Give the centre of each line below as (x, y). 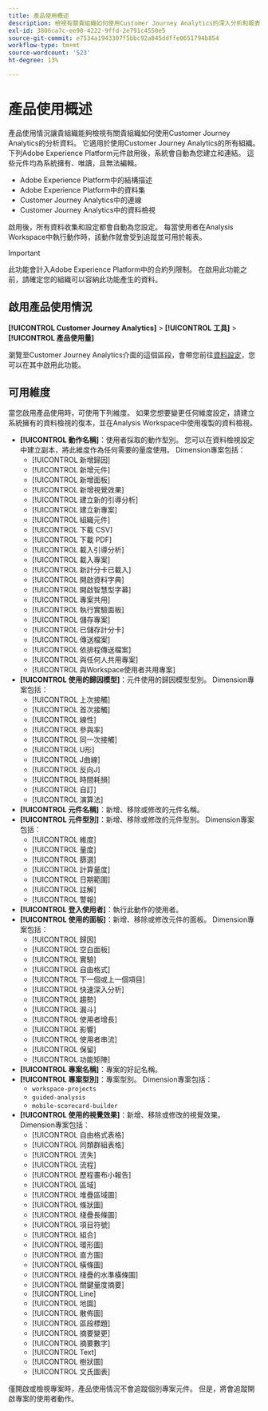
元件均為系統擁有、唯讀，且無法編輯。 (78, 163)
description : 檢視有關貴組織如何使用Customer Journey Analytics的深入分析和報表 (134, 23)
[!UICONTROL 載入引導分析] (78, 550)
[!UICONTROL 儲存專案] (71, 620)
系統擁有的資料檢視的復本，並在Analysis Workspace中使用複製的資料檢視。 (132, 423)
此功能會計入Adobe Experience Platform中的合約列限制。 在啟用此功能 (124, 269)
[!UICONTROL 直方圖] (67, 1255)
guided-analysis (59, 1098)
